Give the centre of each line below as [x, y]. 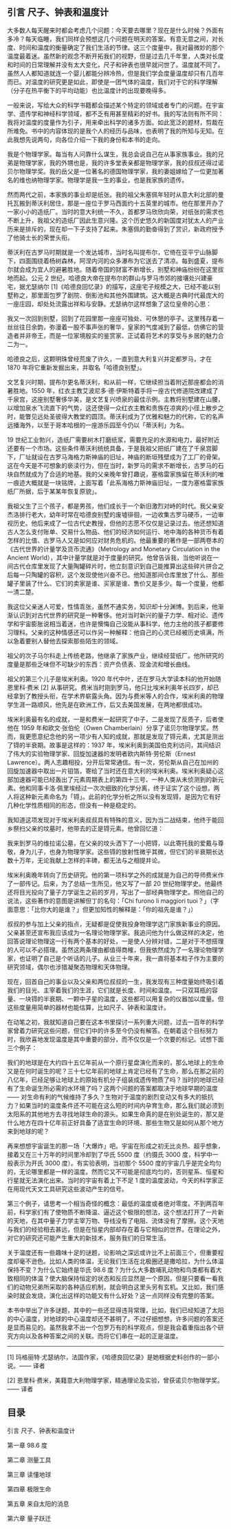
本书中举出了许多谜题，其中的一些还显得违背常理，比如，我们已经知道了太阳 [115, 1310]
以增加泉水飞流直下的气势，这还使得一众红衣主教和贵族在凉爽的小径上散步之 [115, 407]
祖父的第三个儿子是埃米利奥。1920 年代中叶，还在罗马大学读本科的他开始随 [114, 678]
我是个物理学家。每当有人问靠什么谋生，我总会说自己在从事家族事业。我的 [112, 154]
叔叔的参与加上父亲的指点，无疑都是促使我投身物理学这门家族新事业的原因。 [115, 923]
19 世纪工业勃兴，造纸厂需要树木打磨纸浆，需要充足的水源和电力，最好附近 [113, 440]
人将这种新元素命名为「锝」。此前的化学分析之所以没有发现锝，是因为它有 [111, 796]
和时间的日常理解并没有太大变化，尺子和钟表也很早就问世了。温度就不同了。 [115, 65]
